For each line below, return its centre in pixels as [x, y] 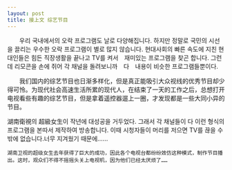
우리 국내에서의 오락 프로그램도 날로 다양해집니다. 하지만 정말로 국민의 [113, 40]
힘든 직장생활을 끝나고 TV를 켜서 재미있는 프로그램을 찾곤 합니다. [120, 57]
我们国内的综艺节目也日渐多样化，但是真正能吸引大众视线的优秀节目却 [119, 81]
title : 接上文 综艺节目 [38, 20]
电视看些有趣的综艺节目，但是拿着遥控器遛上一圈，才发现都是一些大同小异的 [116, 98]
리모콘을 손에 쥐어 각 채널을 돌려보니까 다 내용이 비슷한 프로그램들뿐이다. [116, 66]
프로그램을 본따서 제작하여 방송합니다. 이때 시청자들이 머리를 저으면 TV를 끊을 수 [115, 130]
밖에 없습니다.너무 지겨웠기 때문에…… [58, 138]
